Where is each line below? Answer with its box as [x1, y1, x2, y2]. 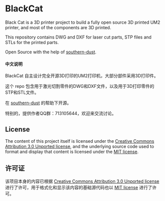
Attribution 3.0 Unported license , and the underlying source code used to [5, 143, 154, 149]
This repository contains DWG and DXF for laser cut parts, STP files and [5, 34, 152, 40]
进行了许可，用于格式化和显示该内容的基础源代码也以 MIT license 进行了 [5, 184, 153, 190]
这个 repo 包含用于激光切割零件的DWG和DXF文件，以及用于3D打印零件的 [5, 83, 155, 89]
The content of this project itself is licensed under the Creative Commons [5, 138, 155, 144]
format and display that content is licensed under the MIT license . [5, 149, 139, 155]
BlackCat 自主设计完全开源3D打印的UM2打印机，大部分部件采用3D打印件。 [5, 73, 159, 79]
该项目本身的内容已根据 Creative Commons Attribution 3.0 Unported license [5, 178, 160, 184]
